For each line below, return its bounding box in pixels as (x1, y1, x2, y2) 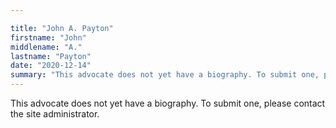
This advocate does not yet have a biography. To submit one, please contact (10, 97, 326, 109)
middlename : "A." (10, 42, 83, 52)
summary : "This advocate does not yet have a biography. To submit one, (10, 70, 320, 80)
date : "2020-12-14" (10, 61, 92, 71)
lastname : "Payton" (10, 51, 92, 61)
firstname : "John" (10, 32, 87, 43)
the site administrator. (10, 108, 100, 120)
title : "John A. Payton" (10, 23, 114, 33)
